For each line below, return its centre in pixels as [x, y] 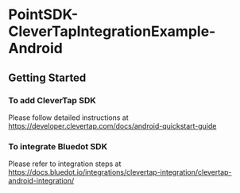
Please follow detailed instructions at [68, 118]
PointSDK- [43, 15]
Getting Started [47, 77]
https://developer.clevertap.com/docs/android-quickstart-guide [112, 125]
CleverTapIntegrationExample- [112, 31]
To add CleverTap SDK [52, 100]
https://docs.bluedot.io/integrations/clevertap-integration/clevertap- [120, 172]
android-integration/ [41, 181]
